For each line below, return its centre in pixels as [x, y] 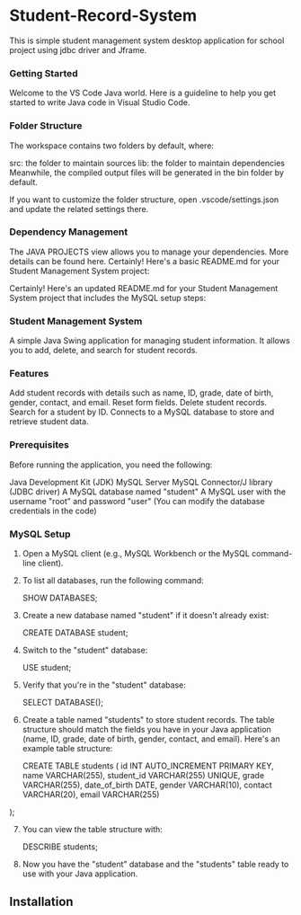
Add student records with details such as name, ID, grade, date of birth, [142, 393]
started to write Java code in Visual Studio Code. [100, 102]
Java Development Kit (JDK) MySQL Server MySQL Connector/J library [141, 482]
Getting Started [44, 73]
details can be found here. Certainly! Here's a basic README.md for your [145, 261]
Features [29, 374]
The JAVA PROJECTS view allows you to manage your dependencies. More [149, 252]
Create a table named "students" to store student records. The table [148, 720]
